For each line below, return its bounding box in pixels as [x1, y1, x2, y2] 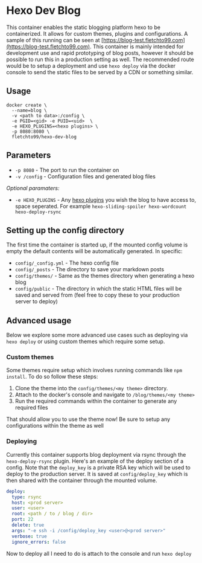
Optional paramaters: [6, 184, 60, 191]
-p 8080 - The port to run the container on [14, 166, 119, 173]
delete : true [11, 522, 45, 529]
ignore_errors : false [11, 539, 66, 545]
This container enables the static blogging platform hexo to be [6, 24, 161, 31]
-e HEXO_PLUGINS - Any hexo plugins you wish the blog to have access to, [14, 196, 197, 203]
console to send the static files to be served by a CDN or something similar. [6, 68, 194, 76]
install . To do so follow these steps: [6, 373, 98, 381]
